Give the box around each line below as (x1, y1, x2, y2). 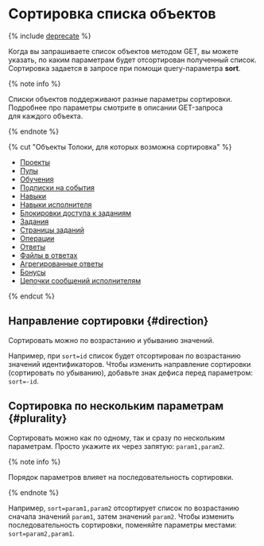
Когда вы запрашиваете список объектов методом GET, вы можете (8, 46, 239, 56)
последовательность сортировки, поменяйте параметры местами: (8, 520, 237, 529)
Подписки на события (19, 182, 95, 192)
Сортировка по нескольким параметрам (8, 400, 224, 413)
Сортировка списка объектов (8, 5, 216, 23)
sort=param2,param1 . (8, 528, 75, 538)
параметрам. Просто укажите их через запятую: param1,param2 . (8, 441, 225, 450)
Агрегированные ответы (19, 259, 103, 268)
